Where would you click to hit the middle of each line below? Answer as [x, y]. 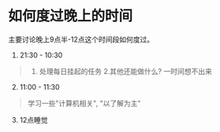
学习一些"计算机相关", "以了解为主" [84, 103]
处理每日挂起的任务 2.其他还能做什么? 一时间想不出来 [126, 71]
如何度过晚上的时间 [71, 16]
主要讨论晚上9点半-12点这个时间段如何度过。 [81, 39]
